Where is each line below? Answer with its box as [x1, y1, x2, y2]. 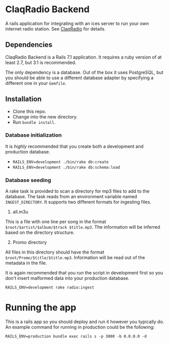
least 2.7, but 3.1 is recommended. [5, 59, 76, 66]
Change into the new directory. [12, 113, 78, 120]
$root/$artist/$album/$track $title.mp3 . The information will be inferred [5, 224, 160, 230]
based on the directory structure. [5, 230, 75, 236]
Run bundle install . [12, 119, 56, 125]
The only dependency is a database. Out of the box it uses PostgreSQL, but [5, 69, 164, 75]
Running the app [5, 302, 76, 314]
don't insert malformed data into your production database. [5, 275, 130, 282]
